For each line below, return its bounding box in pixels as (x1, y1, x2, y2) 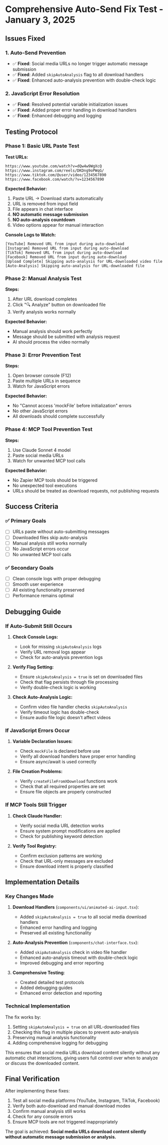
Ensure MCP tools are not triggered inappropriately (12, 1119, 118, 1125)
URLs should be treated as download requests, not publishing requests (12, 487, 159, 494)
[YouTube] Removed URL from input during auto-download (5, 241, 124, 246)
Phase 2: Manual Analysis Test (5, 275, 82, 282)
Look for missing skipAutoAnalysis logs (20, 643, 102, 649)
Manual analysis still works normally (12, 540, 87, 546)
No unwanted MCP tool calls (12, 551, 72, 557)
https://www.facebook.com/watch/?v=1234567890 (5, 177, 104, 182)
